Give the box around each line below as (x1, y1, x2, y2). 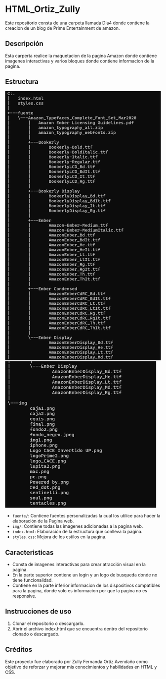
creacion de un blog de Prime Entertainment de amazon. (5, 25, 120, 31)
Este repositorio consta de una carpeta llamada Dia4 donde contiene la (5, 20, 150, 26)
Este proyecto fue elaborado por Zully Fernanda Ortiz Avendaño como (5, 658, 148, 665)
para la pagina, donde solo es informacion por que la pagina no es (12, 588, 147, 594)
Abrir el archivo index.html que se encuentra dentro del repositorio (12, 625, 148, 631)
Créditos (5, 645, 33, 654)
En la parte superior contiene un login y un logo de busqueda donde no (12, 572, 158, 578)
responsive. (12, 593, 37, 599)
